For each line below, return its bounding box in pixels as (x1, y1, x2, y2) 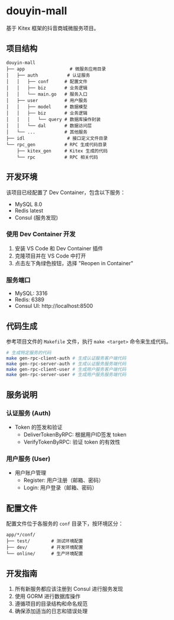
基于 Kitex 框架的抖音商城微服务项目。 (6, 24, 99, 31)
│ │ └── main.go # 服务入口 (6, 91, 88, 97)
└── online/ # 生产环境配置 (6, 551, 83, 557)
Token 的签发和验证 (14, 424, 63, 431)
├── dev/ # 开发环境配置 (6, 545, 83, 551)
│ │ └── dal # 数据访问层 (6, 123, 92, 129)
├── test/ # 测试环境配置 (6, 538, 83, 544)
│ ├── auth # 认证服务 (6, 72, 91, 78)
